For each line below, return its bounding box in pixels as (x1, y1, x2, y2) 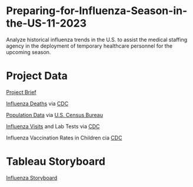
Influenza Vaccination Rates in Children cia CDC (6, 134, 122, 141)
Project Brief (6, 88, 36, 95)
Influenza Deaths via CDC (6, 100, 69, 107)
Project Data (6, 69, 68, 83)
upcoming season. (6, 48, 51, 55)
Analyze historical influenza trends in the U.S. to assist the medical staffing (6, 36, 188, 43)
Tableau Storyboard (6, 155, 106, 168)
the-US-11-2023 (6, 16, 87, 30)
